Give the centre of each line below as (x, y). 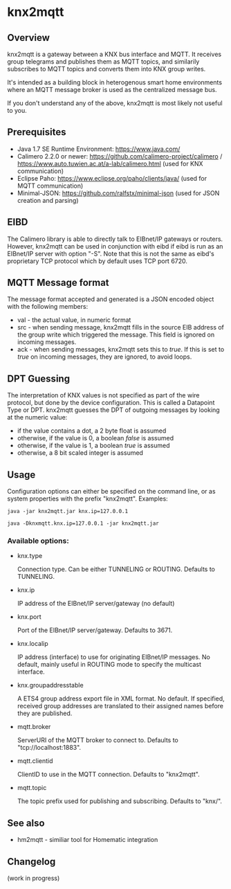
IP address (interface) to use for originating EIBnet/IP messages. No (114, 657)
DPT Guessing (39, 378)
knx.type (30, 556)
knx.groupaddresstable (50, 685)
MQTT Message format (58, 283)
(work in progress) (34, 878)
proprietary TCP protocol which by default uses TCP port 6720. (98, 261)
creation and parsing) (48, 200)
